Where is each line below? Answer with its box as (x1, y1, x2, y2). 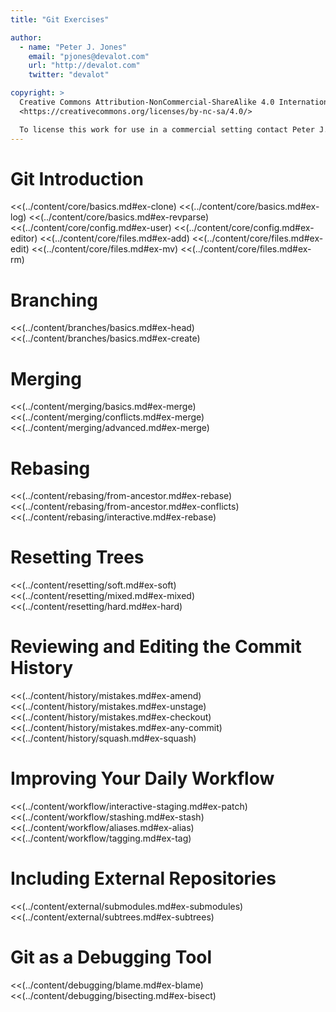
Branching (10, 289, 98, 311)
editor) (10, 232, 38, 245)
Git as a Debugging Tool (10, 946, 213, 969)
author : (10, 32, 43, 43)
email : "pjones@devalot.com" (28, 51, 150, 61)
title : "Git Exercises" (10, 14, 110, 25)
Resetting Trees (10, 546, 145, 569)
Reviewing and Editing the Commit (10, 636, 302, 658)
